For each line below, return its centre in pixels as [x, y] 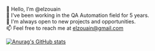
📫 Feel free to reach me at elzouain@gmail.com [65, 28]
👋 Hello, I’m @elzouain [33, 9]
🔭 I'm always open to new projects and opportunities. [71, 21]
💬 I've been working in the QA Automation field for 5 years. [78, 15]
